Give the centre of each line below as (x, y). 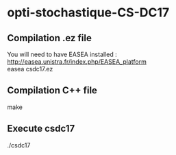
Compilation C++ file (52, 91)
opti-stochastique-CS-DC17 (88, 13)
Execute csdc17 (41, 129)
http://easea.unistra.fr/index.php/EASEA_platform (77, 62)
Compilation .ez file (50, 38)
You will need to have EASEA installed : (62, 54)
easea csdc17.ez (30, 69)
